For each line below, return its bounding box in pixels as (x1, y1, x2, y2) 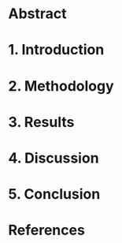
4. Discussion (8, 149, 100, 166)
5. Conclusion (8, 185, 101, 204)
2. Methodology (8, 77, 114, 95)
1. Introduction (8, 41, 105, 59)
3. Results (8, 113, 75, 131)
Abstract (8, 5, 67, 23)
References (8, 222, 85, 239)
